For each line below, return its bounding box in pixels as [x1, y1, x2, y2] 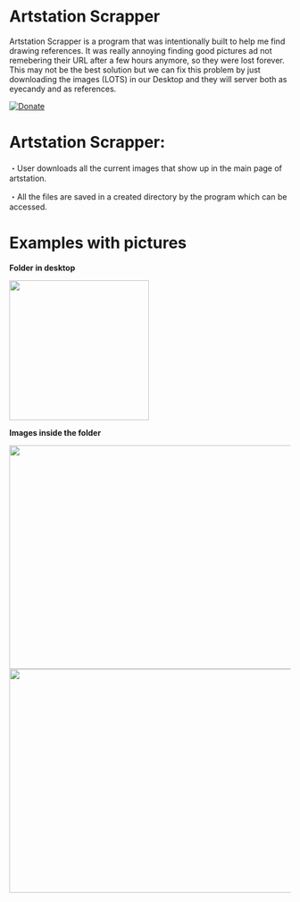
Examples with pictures [9, 233, 187, 253]
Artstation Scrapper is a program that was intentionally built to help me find [9, 36, 286, 47]
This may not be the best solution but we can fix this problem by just [9, 64, 261, 75]
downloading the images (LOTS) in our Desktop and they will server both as [9, 73, 287, 84]
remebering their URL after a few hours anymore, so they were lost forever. [9, 55, 286, 65]
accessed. [9, 201, 47, 212]
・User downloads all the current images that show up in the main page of [9, 163, 283, 174]
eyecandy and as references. [9, 83, 117, 94]
